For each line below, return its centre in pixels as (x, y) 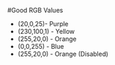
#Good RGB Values (35, 10)
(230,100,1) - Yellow (46, 31)
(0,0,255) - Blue (41, 46)
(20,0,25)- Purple (43, 24)
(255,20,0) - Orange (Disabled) (63, 54)
